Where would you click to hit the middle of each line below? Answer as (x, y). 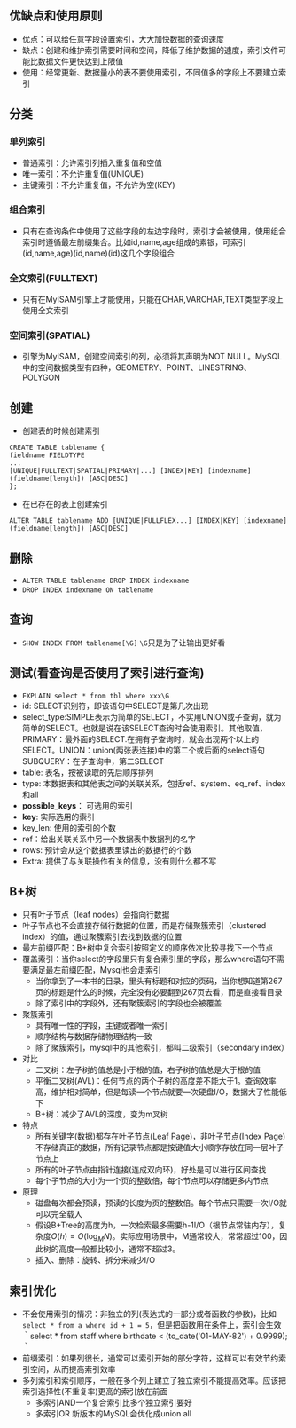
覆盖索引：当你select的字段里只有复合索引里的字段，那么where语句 (145, 959)
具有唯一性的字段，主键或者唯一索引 (101, 1026)
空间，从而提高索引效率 (73, 1369)
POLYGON (41, 378)
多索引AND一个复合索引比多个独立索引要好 (113, 1403)
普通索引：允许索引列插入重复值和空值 (92, 162)
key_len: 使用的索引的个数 (69, 827)
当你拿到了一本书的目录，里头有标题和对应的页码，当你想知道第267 (159, 981)
